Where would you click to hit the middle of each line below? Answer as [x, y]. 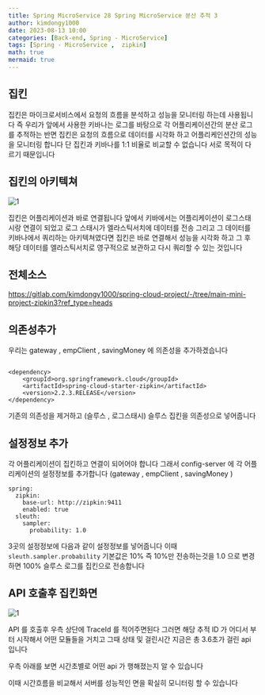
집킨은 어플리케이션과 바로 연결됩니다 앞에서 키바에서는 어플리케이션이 [116, 217]
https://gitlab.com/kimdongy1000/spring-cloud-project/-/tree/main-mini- [127, 294]
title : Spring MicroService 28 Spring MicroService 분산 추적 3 [113, 15]
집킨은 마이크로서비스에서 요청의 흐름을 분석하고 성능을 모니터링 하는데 [117, 114]
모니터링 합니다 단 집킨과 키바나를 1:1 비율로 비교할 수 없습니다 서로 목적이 [130, 144]
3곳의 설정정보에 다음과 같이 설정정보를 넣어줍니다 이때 [93, 546]
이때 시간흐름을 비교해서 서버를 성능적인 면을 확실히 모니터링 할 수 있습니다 [123, 682]
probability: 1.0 [58, 530]
